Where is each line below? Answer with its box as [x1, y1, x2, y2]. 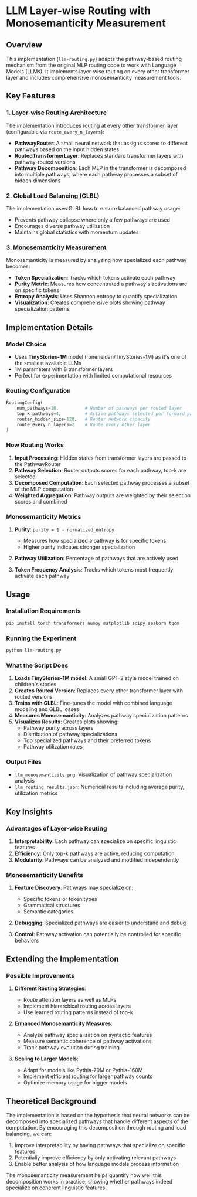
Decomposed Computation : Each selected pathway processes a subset [14, 479, 190, 486]
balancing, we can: [6, 1130, 52, 1137]
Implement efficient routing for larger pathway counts [23, 1073, 152, 1080]
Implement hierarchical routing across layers [23, 1002, 131, 1009]
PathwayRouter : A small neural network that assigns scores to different [14, 140, 188, 147]
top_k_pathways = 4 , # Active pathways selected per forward [16, 411, 185, 417]
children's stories [14, 681, 57, 688]
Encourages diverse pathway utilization [14, 222, 110, 229]
